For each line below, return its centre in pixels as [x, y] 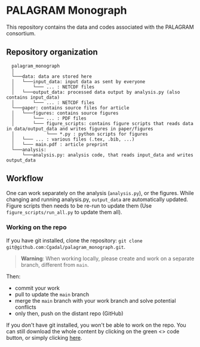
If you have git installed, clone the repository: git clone [74, 241]
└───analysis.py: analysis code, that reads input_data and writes [108, 155]
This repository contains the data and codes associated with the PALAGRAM [100, 27]
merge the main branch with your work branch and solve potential [95, 300]
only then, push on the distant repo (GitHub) [69, 313]
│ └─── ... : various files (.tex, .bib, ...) [73, 139]
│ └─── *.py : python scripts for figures [80, 134]
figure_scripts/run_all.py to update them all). [64, 212]
